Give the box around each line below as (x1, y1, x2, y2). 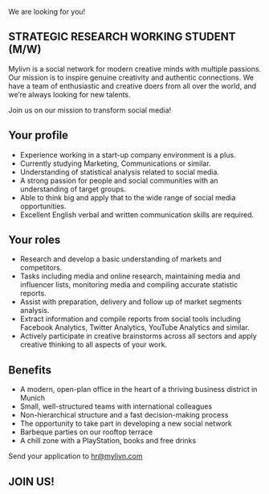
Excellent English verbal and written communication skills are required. (19, 209, 255, 220)
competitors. (19, 263, 63, 273)
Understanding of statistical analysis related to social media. (19, 167, 219, 176)
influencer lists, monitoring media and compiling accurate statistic (19, 280, 238, 290)
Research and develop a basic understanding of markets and (19, 254, 222, 264)
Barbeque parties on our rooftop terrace (19, 427, 153, 437)
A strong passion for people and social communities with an (19, 175, 218, 185)
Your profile (8, 129, 69, 142)
